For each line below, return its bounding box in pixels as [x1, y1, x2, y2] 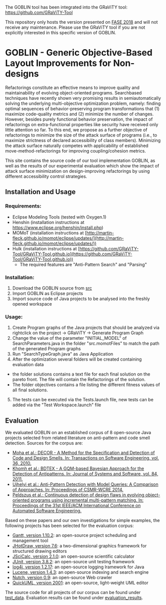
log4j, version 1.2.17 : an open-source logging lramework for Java [12, 564, 145, 570]
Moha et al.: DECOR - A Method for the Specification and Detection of [12, 450, 155, 456]
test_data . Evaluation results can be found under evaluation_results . [5, 595, 143, 601]
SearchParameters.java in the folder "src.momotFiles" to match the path [12, 340, 160, 347]
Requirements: [5, 203, 42, 210]
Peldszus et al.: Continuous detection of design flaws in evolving [12, 492, 145, 498]
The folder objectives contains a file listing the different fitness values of [12, 382, 160, 388]
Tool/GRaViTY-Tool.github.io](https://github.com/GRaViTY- [12, 251, 133, 257]
